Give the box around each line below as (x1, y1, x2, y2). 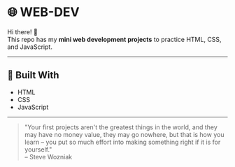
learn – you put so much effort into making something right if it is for (24, 138, 221, 146)
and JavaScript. (7, 43, 52, 51)
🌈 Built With (7, 69, 59, 81)
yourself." (24, 145, 52, 154)
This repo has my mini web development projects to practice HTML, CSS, (7, 35, 222, 43)
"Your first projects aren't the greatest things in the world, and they (24, 123, 218, 131)
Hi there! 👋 (7, 27, 38, 36)
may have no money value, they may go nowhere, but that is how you (24, 130, 225, 138)
